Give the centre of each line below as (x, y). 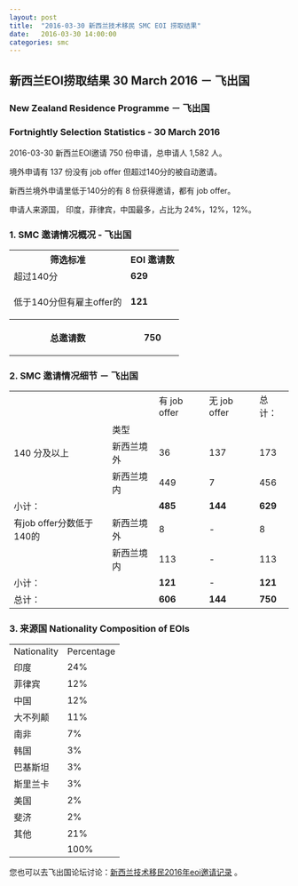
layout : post (33, 17)
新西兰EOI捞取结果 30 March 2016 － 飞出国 (129, 80)
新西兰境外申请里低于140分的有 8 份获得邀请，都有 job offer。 (122, 190)
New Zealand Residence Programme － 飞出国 (110, 108)
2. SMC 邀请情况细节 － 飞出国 (74, 376)
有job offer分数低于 (54, 523)
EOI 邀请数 (152, 260)
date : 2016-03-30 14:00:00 (63, 34)
